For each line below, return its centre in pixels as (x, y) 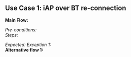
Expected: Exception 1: (28, 45)
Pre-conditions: (21, 30)
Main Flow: (17, 20)
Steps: (12, 35)
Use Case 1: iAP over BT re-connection (65, 8)
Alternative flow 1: (24, 50)
